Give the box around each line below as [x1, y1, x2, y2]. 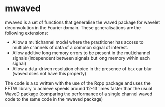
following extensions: [5, 30, 48, 36]
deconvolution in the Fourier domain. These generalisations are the [5, 24, 141, 30]
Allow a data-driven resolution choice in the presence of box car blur [12, 65, 152, 71]
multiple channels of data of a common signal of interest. [12, 44, 128, 50]
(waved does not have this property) [12, 71, 87, 76]
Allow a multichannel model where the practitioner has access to [12, 39, 144, 45]
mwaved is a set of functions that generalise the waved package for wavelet [5, 19, 160, 25]
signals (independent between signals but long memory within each [12, 55, 150, 61]
